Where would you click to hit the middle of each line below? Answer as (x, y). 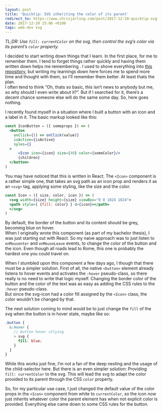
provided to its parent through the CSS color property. (59, 379)
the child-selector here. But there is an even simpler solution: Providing (76, 369)
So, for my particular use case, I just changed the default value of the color (80, 389)
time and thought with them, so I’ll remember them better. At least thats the (80, 77)
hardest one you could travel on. (37, 254)
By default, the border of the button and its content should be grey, (72, 223)
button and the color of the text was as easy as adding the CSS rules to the (80, 284)
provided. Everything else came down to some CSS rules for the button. (77, 404)
